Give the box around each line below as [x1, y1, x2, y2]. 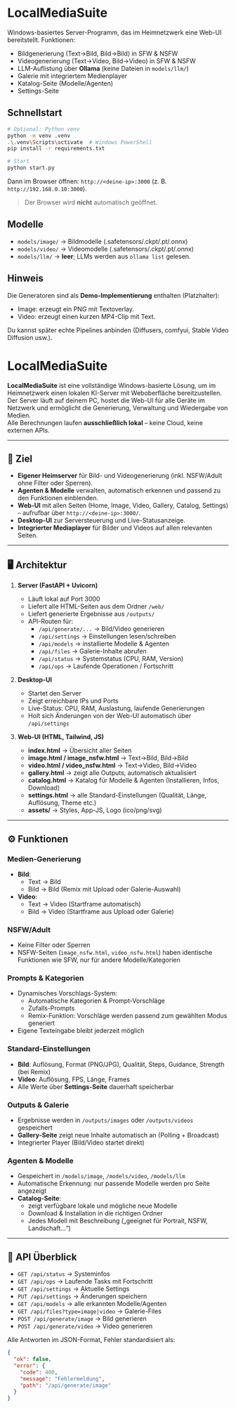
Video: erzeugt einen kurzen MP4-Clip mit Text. [17, 312, 156, 320]
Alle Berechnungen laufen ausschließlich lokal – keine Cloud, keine [7, 418, 204, 426]
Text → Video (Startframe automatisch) [27, 899, 142, 908]
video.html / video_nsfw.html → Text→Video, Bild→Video [27, 761, 197, 770]
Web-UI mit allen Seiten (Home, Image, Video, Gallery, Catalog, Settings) [17, 501, 229, 510]
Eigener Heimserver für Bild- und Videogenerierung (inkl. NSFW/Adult [17, 471, 223, 480]
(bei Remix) [17, 1067, 51, 1076]
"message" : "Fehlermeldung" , [20, 1375, 105, 1382]
